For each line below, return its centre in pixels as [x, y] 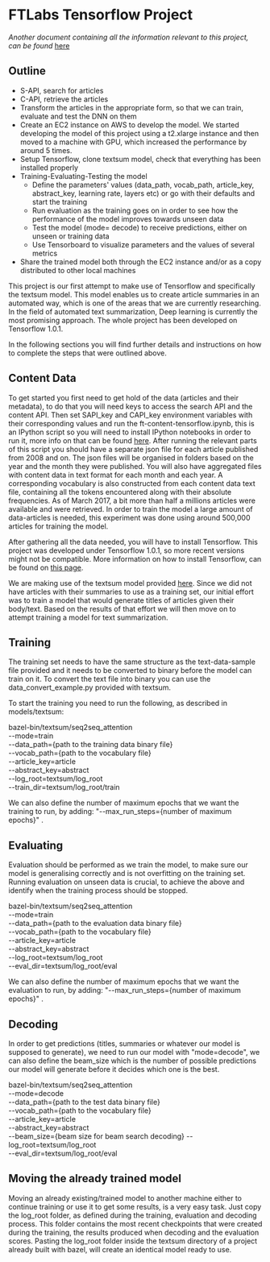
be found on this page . [46, 567]
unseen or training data [71, 236]
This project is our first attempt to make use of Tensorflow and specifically [132, 286]
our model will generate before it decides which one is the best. [114, 1069]
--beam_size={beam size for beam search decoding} [97, 1136]
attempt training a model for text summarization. [88, 617]
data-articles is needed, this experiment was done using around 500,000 [129, 517]
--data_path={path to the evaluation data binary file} [96, 924]
